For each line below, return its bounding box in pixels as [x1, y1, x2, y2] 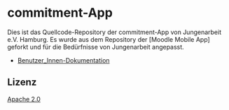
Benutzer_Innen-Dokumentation [17, 56, 110, 64]
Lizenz [7, 77, 37, 88]
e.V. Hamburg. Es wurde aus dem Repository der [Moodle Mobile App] [7, 35, 210, 43]
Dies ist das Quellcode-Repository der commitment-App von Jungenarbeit [7, 28, 222, 36]
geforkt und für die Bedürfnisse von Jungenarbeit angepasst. [7, 42, 184, 51]
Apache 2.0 [7, 95, 41, 103]
